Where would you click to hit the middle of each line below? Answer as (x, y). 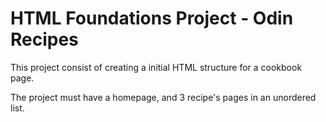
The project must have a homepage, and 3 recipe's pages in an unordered (163, 97)
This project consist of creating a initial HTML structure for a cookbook (156, 67)
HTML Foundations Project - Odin (152, 18)
